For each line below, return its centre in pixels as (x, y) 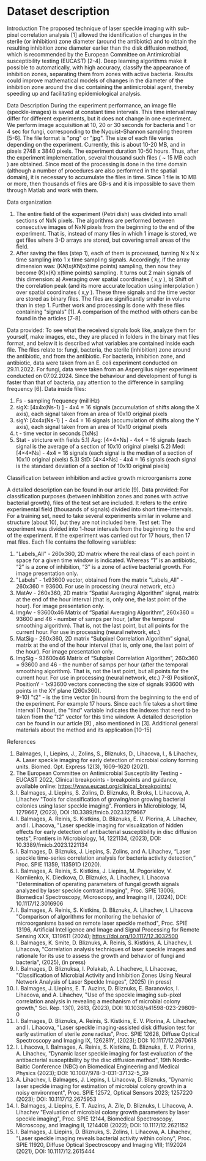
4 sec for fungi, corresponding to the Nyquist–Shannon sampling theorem (100, 131)
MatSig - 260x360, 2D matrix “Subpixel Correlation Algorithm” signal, (103, 638)
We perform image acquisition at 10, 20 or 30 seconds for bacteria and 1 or (101, 125)
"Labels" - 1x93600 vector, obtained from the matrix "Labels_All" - (99, 580)
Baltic (23, 1066)
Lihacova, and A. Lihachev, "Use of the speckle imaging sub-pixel (99, 995)
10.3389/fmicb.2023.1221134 (52, 844)
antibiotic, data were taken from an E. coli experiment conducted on (92, 363)
